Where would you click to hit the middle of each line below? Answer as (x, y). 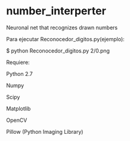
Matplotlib (18, 108)
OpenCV (17, 120)
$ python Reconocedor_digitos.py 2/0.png (58, 50)
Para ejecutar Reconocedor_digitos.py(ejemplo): (66, 39)
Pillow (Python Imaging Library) (45, 131)
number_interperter (56, 11)
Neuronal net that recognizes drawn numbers (62, 27)
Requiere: (18, 62)
